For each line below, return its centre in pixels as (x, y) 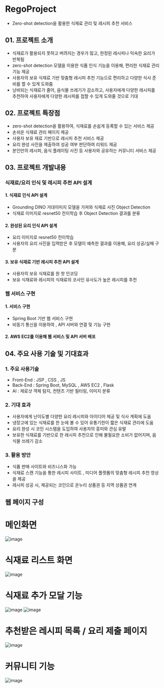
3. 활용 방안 (18, 455)
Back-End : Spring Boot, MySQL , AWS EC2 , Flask (63, 385)
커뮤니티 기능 (30, 666)
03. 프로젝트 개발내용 (36, 167)
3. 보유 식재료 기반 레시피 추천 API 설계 (42, 262)
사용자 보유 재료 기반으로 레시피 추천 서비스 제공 (58, 138)
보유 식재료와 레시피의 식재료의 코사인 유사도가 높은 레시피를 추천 (74, 280)
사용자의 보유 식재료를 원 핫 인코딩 (45, 273)
